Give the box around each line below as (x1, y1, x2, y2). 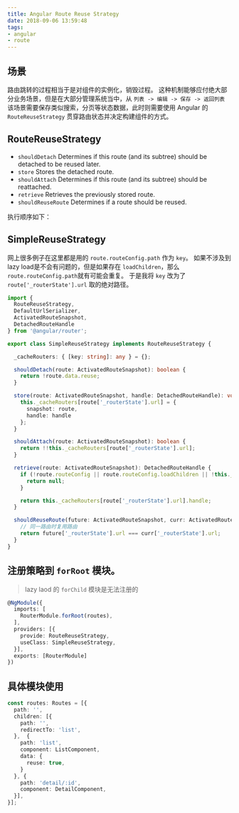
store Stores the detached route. (17, 167, 115, 175)
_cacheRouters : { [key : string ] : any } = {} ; (14, 353, 152, 360)
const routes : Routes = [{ (7, 700, 87, 707)
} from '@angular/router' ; (7, 327, 87, 334)
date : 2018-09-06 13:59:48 (7, 17, 87, 24)
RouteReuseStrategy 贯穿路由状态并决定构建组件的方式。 (7, 112, 173, 121)
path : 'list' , (20, 740, 62, 747)
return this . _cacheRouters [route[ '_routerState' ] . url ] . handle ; (20, 497, 212, 504)
